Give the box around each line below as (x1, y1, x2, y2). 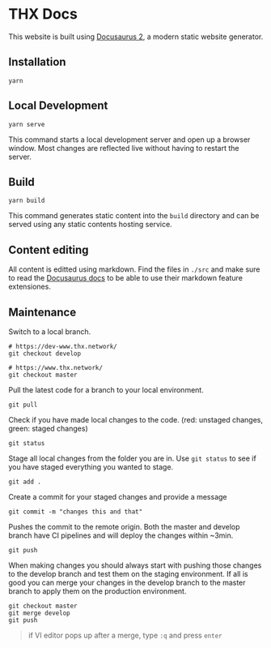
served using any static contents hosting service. (8, 220, 172, 230)
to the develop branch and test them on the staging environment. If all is (8, 569, 248, 578)
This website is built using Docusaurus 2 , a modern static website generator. (8, 32, 264, 41)
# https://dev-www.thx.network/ (8, 342, 117, 350)
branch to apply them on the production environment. (8, 586, 187, 596)
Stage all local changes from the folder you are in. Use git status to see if (8, 453, 256, 463)
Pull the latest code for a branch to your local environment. (8, 385, 204, 394)
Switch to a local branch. (8, 327, 91, 337)
